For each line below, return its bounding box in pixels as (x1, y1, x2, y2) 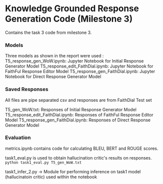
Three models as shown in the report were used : (5, 53, 104, 59)
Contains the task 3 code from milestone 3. (5, 29, 92, 35)
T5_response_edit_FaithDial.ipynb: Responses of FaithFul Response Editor (5, 112, 154, 117)
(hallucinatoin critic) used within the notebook (5, 174, 97, 180)
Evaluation (5, 134, 31, 141)
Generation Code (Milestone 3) (5, 13, 133, 24)
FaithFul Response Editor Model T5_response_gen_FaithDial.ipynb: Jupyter (5, 69, 155, 74)
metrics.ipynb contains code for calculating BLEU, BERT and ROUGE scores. (5, 145, 159, 151)
